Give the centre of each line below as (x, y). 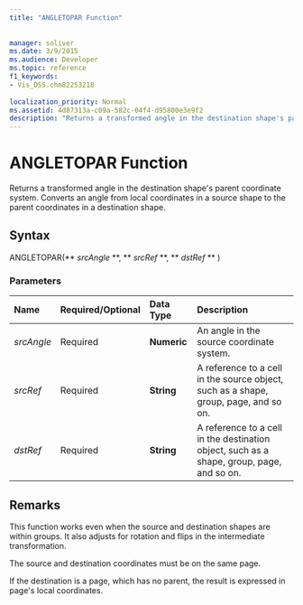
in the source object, (240, 379)
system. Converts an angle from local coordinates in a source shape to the (147, 198)
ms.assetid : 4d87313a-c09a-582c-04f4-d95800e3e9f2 (106, 110)
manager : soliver (42, 43)
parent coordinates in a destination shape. (87, 208)
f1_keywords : (34, 77)
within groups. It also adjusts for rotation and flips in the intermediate (137, 536)
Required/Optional (101, 310)
